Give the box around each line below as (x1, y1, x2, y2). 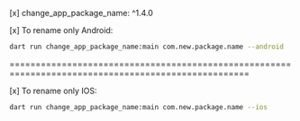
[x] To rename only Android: (9, 25, 114, 35)
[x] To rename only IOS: (9, 85, 97, 96)
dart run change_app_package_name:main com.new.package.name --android (9, 42, 284, 51)
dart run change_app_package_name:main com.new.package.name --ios (9, 102, 268, 111)
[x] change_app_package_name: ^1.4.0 (9, 8, 153, 18)
